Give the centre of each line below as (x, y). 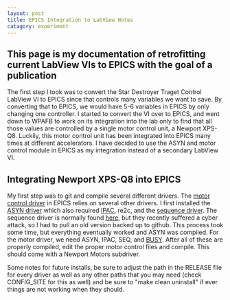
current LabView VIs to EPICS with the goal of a (110, 65)
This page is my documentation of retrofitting (106, 54)
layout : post (26, 13)
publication (32, 75)
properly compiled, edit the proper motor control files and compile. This (108, 247)
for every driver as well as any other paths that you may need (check (104, 275)
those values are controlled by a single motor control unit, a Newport (104, 128)
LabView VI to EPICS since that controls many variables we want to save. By (114, 100)
